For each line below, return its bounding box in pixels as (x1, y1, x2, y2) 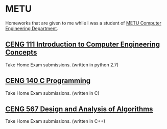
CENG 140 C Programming (5, 76, 91, 85)
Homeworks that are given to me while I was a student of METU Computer (5, 20, 162, 26)
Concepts (5, 48, 37, 57)
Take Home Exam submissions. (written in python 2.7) (5, 62, 119, 68)
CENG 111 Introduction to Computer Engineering (5, 40, 160, 49)
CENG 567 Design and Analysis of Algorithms (5, 105, 153, 113)
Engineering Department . (5, 25, 59, 31)
